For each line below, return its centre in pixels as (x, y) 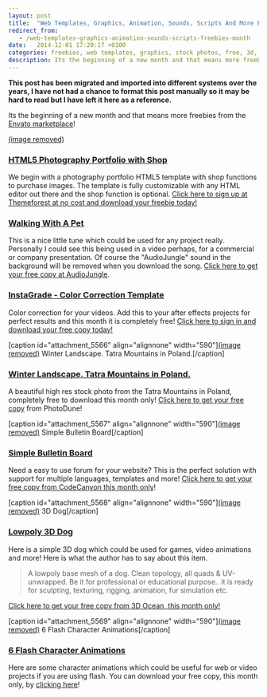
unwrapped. (47, 581)
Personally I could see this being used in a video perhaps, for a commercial (131, 249)
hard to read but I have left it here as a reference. (90, 100)
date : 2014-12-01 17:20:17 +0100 (67, 45)
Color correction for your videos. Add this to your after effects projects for (130, 313)
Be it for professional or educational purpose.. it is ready (161, 581)
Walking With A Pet (46, 223)
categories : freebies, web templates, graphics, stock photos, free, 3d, (133, 53)
